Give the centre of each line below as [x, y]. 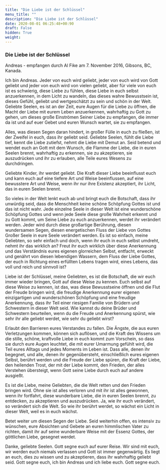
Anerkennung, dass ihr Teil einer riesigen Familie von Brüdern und [72, 303]
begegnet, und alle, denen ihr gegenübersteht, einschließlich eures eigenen [82, 355]
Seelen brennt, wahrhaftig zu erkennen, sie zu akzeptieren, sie [69, 153]
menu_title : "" [21, 14]
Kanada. [14, 71]
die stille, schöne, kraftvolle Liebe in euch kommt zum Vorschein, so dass [80, 339]
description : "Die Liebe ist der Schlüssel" [52, 19]
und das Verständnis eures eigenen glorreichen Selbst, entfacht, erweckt [80, 251]
